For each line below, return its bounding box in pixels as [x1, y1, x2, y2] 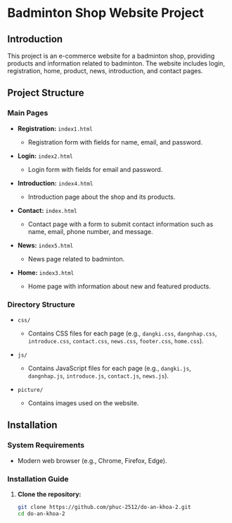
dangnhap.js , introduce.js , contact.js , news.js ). [27, 371, 169, 380]
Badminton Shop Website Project [7, 5, 205, 21]
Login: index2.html [17, 152, 74, 160]
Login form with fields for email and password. [27, 165, 163, 173]
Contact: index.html [17, 206, 77, 214]
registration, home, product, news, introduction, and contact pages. [7, 67, 203, 75]
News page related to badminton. [27, 254, 125, 263]
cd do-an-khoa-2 [17, 510, 65, 517]
